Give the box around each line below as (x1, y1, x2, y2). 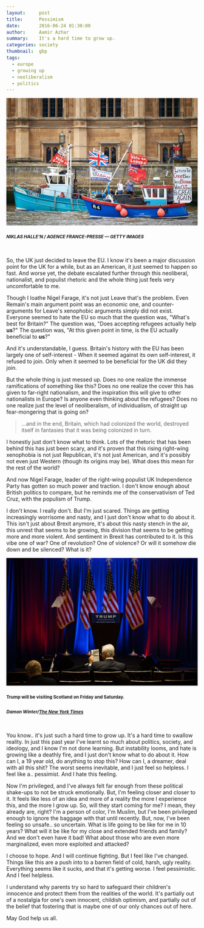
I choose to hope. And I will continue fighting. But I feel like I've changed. (6, 852, 189, 859)
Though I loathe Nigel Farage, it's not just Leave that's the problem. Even (6, 294, 189, 302)
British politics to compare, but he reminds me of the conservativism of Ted (6, 489, 195, 496)
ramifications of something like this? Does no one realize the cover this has (6, 383, 194, 390)
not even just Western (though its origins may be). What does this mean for (6, 458, 194, 465)
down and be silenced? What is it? (6, 546, 92, 553)
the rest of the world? (6, 464, 60, 471)
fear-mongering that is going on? (6, 408, 89, 416)
